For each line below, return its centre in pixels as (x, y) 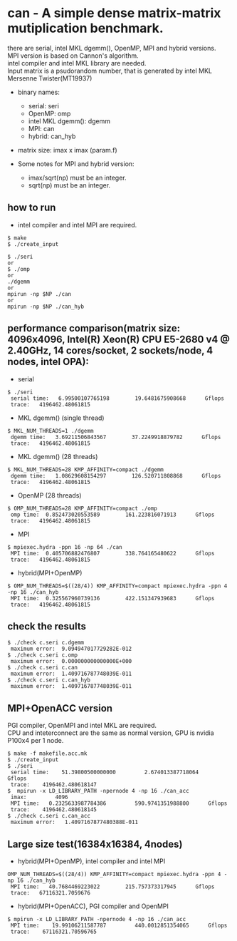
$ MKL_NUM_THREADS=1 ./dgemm (51, 431)
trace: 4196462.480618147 (54, 785)
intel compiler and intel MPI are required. (77, 225)
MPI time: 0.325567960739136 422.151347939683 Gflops (112, 598)
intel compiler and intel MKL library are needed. (77, 63)
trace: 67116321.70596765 (54, 932)
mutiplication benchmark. (85, 28)
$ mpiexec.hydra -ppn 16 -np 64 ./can (65, 547)
